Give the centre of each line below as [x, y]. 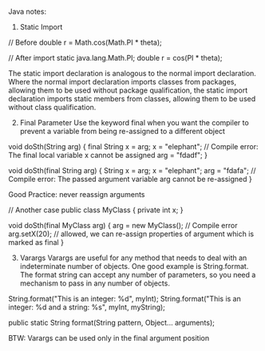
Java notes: [27, 12]
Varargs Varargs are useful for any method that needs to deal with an [133, 258]
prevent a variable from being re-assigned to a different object [123, 131]
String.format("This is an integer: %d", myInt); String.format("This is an [125, 299]
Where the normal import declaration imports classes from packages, [123, 82]
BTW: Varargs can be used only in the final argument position [109, 338]
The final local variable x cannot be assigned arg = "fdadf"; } [108, 155]
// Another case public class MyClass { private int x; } [96, 210]
